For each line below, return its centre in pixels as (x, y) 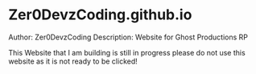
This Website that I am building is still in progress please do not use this (127, 52)
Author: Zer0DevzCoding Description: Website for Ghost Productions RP (128, 37)
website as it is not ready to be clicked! (73, 61)
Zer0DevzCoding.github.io (100, 15)
